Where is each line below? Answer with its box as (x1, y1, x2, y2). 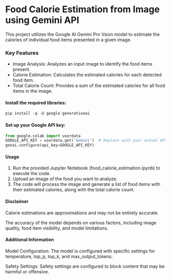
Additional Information (5, 237, 54, 243)
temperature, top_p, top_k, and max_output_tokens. (5, 253, 113, 259)
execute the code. (12, 171, 51, 177)
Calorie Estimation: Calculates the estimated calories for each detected (12, 72, 162, 78)
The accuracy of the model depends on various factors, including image (5, 219, 157, 226)
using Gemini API (5, 14, 79, 26)
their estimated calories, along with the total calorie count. (12, 187, 135, 193)
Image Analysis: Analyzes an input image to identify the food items (12, 61, 153, 67)
